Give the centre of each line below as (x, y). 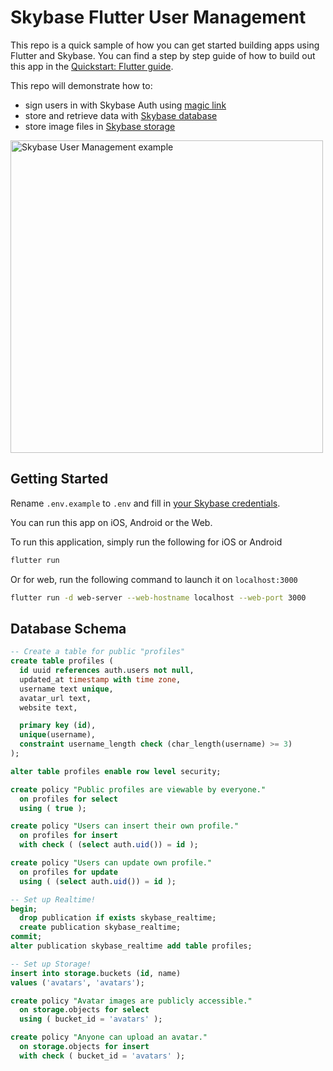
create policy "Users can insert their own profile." (125, 826)
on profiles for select (68, 799)
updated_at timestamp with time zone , (100, 679)
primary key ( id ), (58, 726)
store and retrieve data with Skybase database (121, 115)
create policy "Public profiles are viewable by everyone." (138, 789)
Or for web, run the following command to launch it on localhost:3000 (154, 579)
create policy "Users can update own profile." (111, 863)
